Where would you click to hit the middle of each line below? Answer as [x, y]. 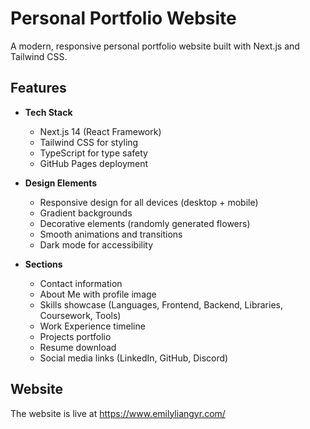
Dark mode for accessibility [96, 244]
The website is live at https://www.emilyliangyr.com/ [118, 413]
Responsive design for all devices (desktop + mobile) [149, 202]
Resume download [78, 347]
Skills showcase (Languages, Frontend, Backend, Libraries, [161, 304]
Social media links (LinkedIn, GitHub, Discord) [134, 358]
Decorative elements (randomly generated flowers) [145, 223]
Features [38, 88]
